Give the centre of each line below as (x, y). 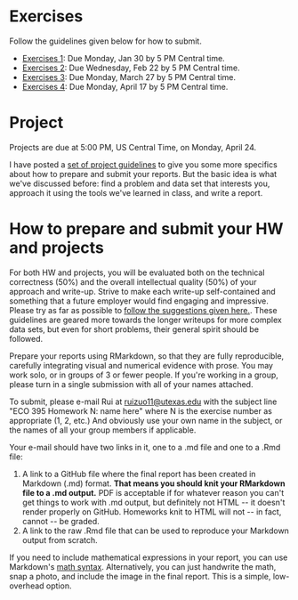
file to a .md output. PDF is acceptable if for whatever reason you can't (153, 492)
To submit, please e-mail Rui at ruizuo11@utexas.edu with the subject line (143, 401)
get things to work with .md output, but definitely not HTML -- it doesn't (153, 502)
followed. (26, 338)
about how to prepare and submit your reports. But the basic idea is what (143, 174)
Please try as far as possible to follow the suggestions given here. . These (143, 310)
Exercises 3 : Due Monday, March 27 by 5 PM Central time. (129, 77)
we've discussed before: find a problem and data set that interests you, (140, 183)
